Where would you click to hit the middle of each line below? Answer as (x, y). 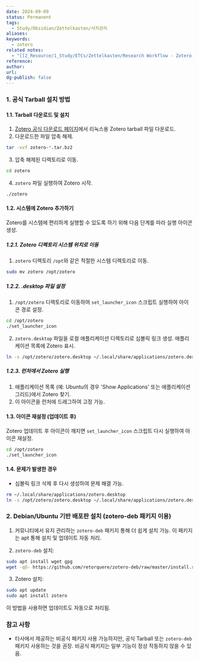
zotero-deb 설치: (34, 550)
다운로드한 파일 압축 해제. (44, 136)
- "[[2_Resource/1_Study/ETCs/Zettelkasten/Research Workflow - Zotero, (103, 56)
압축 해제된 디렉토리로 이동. (46, 160)
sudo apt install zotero (37, 596)
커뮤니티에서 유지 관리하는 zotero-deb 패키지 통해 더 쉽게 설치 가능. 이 (96, 530)
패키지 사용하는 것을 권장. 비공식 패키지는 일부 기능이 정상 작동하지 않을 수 (100, 646)
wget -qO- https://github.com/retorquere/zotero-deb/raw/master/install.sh (102, 567)
